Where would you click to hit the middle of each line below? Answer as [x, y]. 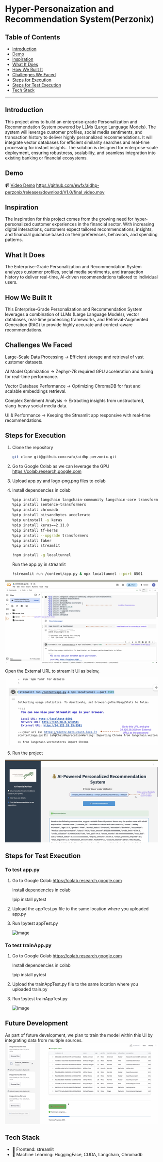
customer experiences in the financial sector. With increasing [93, 224]
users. [11, 282]
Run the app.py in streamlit [39, 564]
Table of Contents [33, 37]
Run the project [27, 753]
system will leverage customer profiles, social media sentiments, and [74, 132]
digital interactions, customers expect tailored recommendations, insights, [79, 229]
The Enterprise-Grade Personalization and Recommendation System [73, 267]
